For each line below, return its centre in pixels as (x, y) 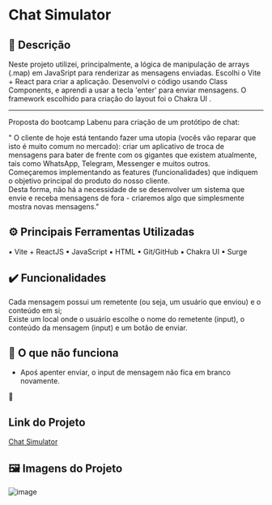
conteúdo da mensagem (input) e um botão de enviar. (98, 327)
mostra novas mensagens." (54, 207)
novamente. (40, 381)
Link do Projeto (47, 422)
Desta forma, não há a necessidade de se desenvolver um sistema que (127, 189)
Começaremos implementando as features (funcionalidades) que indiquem (133, 172)
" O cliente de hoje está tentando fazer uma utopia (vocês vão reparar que (132, 138)
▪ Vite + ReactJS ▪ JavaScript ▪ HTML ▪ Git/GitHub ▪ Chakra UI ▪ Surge (128, 251)
